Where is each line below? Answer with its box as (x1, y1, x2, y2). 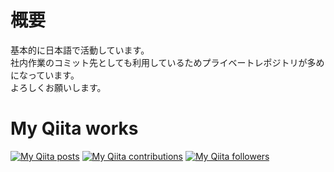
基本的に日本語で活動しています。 (10, 44, 150, 56)
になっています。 (10, 69, 80, 81)
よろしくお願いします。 (10, 81, 107, 93)
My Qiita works (10, 117, 139, 140)
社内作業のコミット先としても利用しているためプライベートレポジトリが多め (10, 56, 325, 68)
